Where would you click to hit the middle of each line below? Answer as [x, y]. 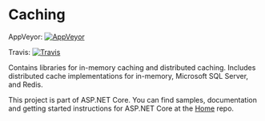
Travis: [19, 52]
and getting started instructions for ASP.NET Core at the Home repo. [121, 108]
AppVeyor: [26, 37]
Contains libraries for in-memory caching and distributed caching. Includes [132, 67]
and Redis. [26, 84]
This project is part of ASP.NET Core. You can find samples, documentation [133, 100]
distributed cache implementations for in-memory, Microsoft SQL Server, [128, 76]
